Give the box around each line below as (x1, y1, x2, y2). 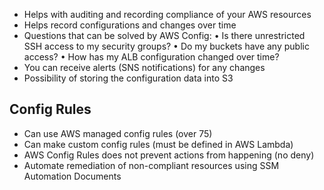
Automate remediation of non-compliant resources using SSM (23, 159, 280, 171)
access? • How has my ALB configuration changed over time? (23, 51, 280, 63)
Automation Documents (23, 170, 122, 182)
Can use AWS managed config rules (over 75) (23, 127, 213, 139)
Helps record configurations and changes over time (23, 19, 237, 31)
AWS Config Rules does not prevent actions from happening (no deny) (23, 149, 315, 161)
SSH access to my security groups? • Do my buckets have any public (23, 40, 310, 52)
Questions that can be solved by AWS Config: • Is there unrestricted (23, 30, 306, 41)
